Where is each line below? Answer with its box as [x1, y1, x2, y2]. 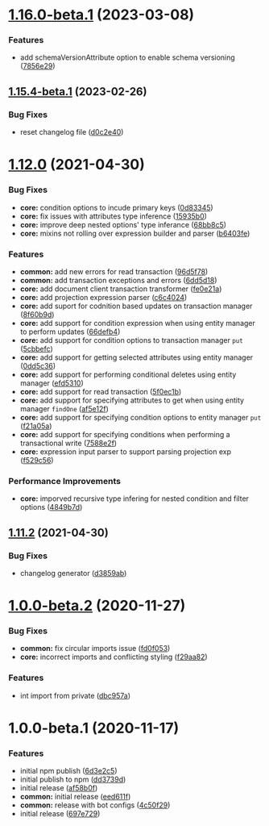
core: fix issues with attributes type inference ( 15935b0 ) [19, 211, 208, 221]
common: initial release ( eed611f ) [19, 792, 131, 802]
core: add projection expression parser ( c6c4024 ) [19, 292, 188, 302]
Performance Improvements [8, 475, 122, 486]
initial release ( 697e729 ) [19, 809, 101, 819]
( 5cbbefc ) [19, 344, 54, 353]
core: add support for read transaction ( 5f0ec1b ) [19, 386, 182, 396]
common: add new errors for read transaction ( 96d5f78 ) [19, 266, 209, 276]
